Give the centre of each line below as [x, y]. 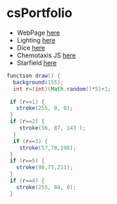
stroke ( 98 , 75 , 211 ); [44, 168]
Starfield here [37, 62]
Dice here [31, 47]
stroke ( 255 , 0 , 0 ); [44, 108]
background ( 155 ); [38, 82]
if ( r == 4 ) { [27, 181]
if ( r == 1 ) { [27, 102]
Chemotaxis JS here [46, 55]
